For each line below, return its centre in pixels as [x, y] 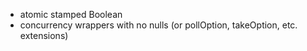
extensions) [44, 35]
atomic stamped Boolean [71, 14]
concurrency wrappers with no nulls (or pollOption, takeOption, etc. [158, 25]
